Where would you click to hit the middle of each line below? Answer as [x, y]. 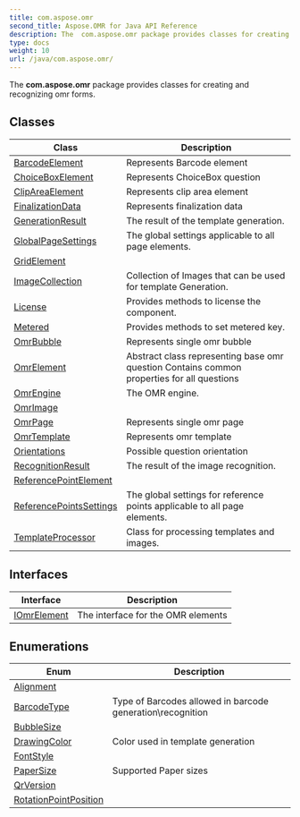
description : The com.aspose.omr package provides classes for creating [150, 34]
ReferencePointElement [63, 480]
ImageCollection [48, 281]
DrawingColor [43, 742]
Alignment [35, 687]
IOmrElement [41, 615]
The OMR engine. [162, 393]
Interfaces [39, 575]
